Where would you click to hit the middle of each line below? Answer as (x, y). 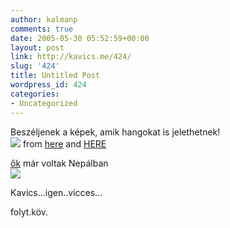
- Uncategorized (44, 103)
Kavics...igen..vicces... (56, 192)
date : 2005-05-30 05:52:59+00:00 (80, 38)
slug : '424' (35, 66)
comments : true (42, 29)
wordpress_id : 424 (48, 85)
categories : (35, 94)
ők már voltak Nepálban (59, 163)
